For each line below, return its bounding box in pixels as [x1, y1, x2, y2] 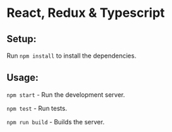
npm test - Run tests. [6, 104, 68, 112]
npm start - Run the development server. [6, 90, 125, 99]
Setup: [6, 33, 37, 45]
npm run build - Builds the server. [6, 117, 105, 126]
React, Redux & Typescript [6, 5, 165, 21]
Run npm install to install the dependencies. [6, 51, 137, 60]
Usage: [6, 72, 39, 84]
